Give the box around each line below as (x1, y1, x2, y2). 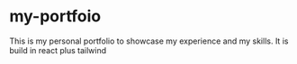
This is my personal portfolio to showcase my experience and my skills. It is (9, 36, 289, 46)
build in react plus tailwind (9, 44, 107, 55)
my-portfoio (9, 6, 102, 27)
